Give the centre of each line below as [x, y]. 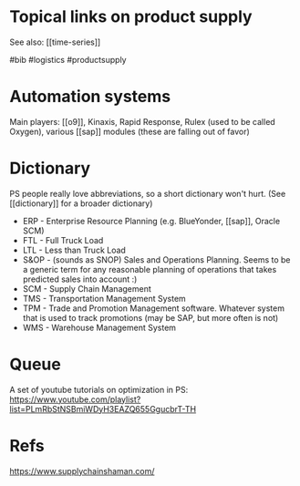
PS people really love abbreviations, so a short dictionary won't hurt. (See [148, 193]
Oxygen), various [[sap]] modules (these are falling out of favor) [130, 131]
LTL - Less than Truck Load [74, 250]
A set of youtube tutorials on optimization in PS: [99, 389]
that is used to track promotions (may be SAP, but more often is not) [150, 317]
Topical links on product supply [131, 17]
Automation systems [90, 97]
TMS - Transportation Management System [104, 298]
